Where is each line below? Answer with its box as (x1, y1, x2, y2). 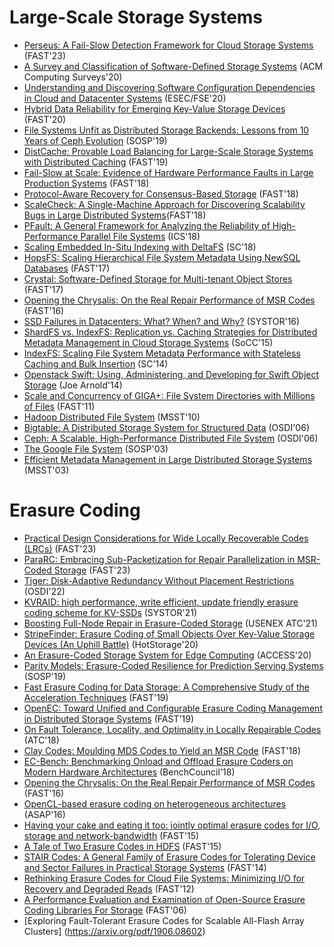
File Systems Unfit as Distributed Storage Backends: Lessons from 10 (23, 124, 310, 136)
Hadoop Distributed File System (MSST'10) (23, 411, 201, 423)
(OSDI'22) (23, 585, 66, 597)
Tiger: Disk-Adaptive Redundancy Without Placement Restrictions (23, 574, 295, 586)
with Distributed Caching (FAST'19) (23, 156, 169, 168)
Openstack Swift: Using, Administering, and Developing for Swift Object (23, 368, 320, 380)
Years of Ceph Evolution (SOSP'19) (23, 134, 168, 146)
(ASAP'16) (23, 808, 66, 820)
